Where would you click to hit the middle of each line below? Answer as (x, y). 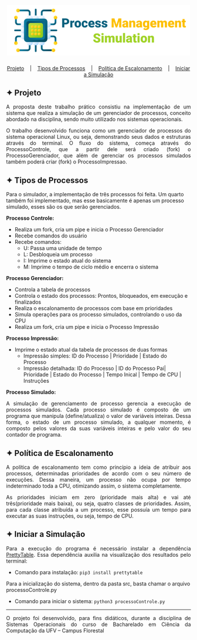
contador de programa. (34, 435)
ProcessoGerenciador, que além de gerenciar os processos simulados (98, 156)
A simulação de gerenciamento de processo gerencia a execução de (98, 404)
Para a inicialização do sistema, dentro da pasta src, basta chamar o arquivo (98, 583)
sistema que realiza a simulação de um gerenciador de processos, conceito (98, 113)
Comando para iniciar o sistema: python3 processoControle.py (90, 601)
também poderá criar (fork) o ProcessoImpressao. (67, 162)
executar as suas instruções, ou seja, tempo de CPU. (70, 516)
